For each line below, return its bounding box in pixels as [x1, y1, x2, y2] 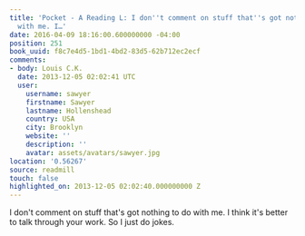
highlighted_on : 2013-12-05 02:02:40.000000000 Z [9, 182, 202, 192]
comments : [9, 55, 47, 64]
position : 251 [9, 38, 64, 48]
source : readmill [9, 165, 75, 174]
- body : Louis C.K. [9, 64, 84, 74]
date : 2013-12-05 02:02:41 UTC [17, 73, 136, 82]
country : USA [25, 114, 75, 123]
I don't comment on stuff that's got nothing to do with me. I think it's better [9, 207, 289, 218]
